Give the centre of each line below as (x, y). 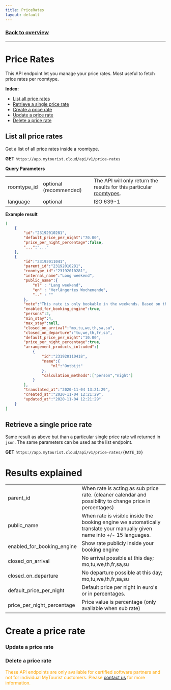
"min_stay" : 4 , (38, 319)
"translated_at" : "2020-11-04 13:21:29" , (67, 390)
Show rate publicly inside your (118, 543)
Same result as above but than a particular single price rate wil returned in (83, 437)
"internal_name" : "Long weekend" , (59, 276)
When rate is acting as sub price (120, 488)
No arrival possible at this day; (118, 558)
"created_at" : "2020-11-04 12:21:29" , (63, 395)
